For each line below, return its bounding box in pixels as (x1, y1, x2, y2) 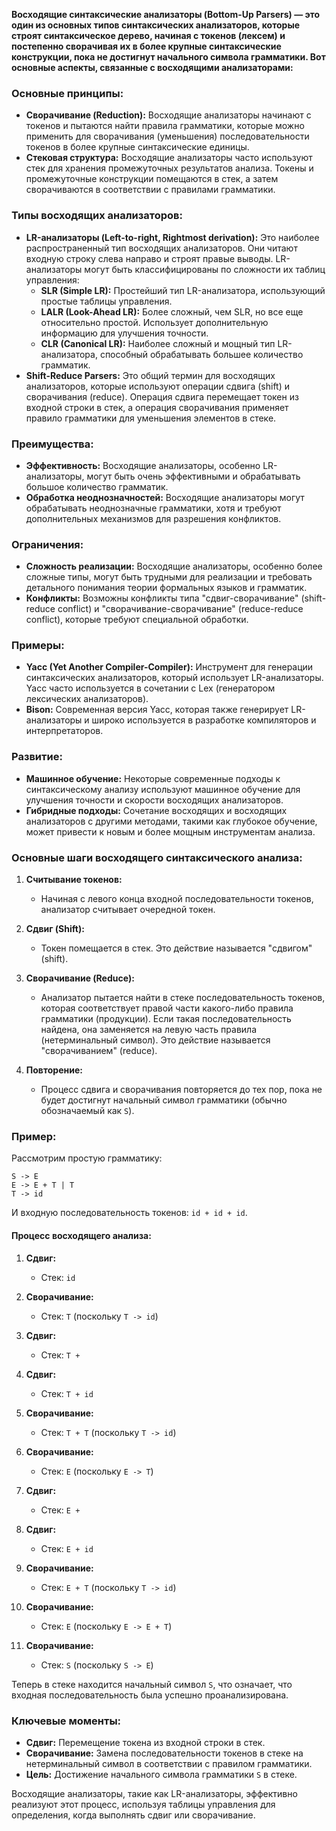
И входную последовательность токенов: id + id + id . (11, 1207, 248, 1219)
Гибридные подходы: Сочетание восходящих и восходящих (25, 804, 288, 816)
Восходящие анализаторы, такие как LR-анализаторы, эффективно (11, 1787, 298, 1799)
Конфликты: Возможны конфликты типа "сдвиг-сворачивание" (25, 592, 299, 604)
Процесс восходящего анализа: (11, 1229, 152, 1241)
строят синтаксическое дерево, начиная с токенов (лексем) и (11, 30, 286, 41)
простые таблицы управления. (40, 295, 173, 307)
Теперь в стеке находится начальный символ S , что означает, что (11, 1678, 293, 1690)
